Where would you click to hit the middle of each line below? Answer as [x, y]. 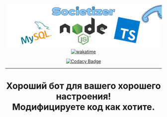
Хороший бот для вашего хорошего [83, 86]
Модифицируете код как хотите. [83, 107]
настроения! [83, 96]
